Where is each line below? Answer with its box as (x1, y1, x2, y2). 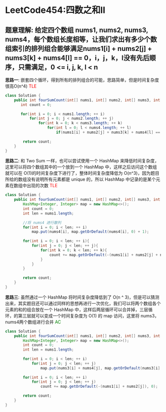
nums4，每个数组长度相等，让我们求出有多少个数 (5, 35, 157, 44)
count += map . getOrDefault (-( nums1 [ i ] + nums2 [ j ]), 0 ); (40, 384, 158, 389)
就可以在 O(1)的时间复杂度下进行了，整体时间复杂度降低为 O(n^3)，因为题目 (5, 170, 160, 176)
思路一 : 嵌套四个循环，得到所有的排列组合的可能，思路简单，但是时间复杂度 (5, 77, 159, 83)
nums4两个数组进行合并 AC (5, 319, 61, 325)
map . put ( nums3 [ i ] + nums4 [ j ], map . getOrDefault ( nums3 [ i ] (40, 365, 161, 370)
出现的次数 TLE (26, 183, 58, 189)
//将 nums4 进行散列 (23, 220, 62, 225)
